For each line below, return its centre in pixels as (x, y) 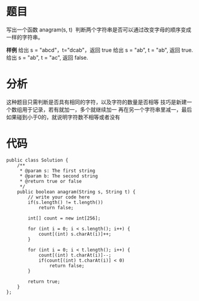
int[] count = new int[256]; (64, 218)
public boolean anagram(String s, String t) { (76, 192)
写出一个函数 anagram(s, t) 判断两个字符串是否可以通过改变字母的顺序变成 (99, 30)
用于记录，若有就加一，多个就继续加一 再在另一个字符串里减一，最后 (107, 109)
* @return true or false (51, 181)
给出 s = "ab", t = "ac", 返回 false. (47, 57)
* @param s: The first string (57, 171)
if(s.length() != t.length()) (66, 202)
